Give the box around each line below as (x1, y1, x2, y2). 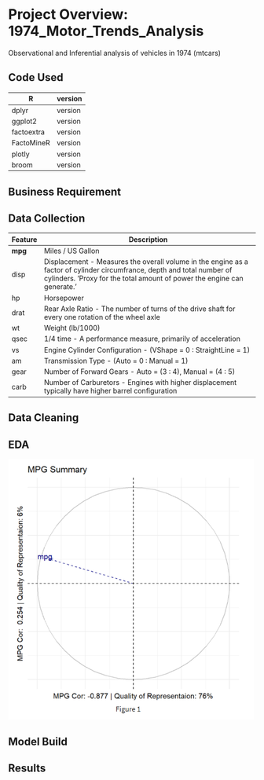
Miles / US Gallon (43, 246, 100, 256)
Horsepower (43, 293, 84, 302)
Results (8, 761, 46, 775)
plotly (11, 149, 30, 159)
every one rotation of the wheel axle (43, 312, 161, 321)
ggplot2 (11, 116, 38, 126)
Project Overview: (8, 5, 128, 24)
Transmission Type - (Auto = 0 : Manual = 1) (43, 356, 189, 365)
